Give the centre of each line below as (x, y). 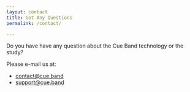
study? (15, 52)
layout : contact (27, 12)
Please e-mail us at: (31, 64)
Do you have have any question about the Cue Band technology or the (95, 46)
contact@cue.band (39, 76)
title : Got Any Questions (39, 18)
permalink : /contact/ (34, 23)
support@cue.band (40, 82)
